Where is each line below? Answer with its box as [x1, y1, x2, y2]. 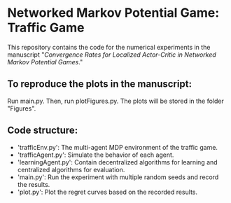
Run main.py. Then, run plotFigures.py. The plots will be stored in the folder [7, 97, 224, 105]
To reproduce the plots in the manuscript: [7, 78, 192, 90]
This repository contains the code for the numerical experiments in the [7, 43, 211, 51]
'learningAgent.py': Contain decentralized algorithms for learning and [17, 157, 218, 166]
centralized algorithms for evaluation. [17, 165, 125, 174]
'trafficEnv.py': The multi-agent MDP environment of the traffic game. [17, 143, 218, 151]
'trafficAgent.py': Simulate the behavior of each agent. [17, 150, 174, 159]
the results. [17, 180, 50, 188]
